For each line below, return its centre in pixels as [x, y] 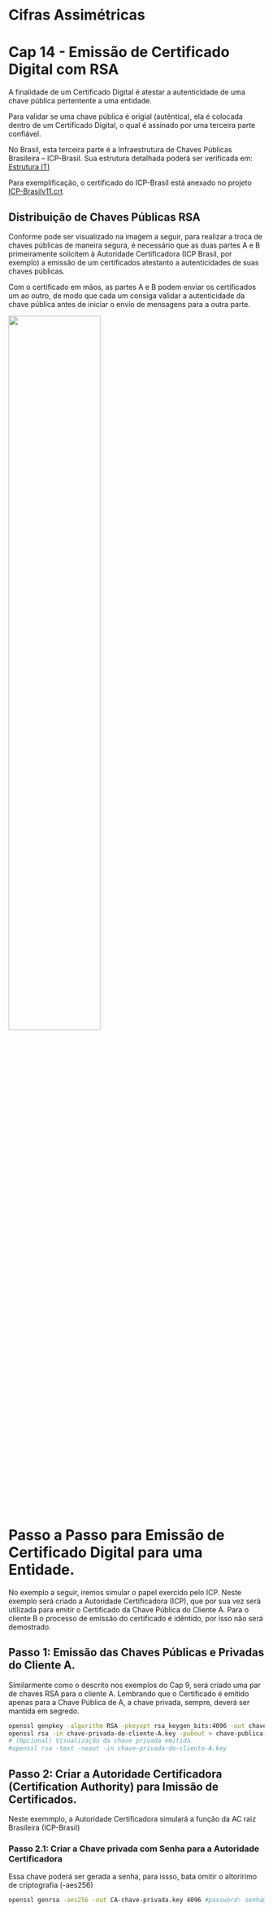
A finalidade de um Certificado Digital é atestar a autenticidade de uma [127, 92]
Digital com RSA [64, 70]
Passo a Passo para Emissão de [117, 1535]
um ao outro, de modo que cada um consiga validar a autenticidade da [127, 296]
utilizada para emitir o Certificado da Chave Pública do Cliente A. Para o [129, 1609]
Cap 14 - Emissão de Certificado [119, 53]
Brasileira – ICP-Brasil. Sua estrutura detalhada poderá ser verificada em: [131, 158]
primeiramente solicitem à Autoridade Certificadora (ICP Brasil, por [120, 253]
